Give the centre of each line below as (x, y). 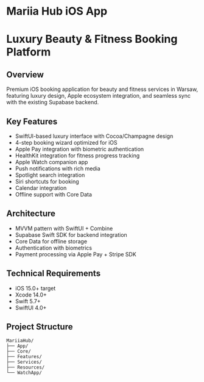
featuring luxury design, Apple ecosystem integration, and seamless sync (98, 96)
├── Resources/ (26, 367)
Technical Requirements (54, 274)
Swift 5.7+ (28, 301)
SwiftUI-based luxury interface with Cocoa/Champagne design (94, 136)
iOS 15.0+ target (35, 288)
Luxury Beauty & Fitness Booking (92, 39)
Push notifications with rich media (58, 168)
